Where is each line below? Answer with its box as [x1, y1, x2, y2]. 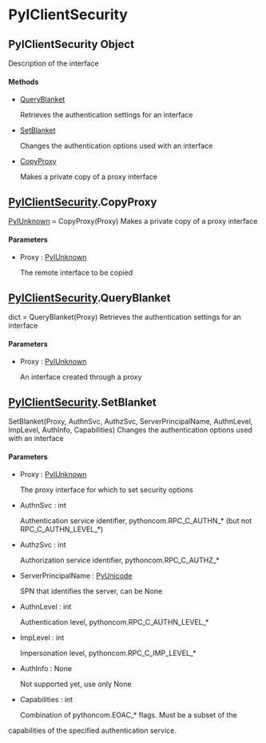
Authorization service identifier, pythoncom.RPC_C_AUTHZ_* [19, 555, 220, 565]
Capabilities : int [19, 695, 73, 705]
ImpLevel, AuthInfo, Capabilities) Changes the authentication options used [8, 425, 253, 435]
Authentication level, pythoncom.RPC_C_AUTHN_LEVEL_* [19, 618, 209, 627]
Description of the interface [8, 58, 99, 68]
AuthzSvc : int [19, 540, 66, 550]
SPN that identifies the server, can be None [19, 586, 163, 596]
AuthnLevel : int [19, 602, 72, 612]
